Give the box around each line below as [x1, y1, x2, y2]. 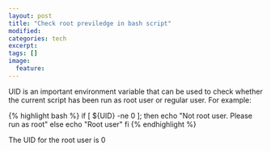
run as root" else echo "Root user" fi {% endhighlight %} [8, 119, 197, 129]
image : [8, 57, 31, 65]
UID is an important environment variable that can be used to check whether [8, 86, 263, 96]
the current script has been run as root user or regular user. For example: [8, 94, 252, 105]
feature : [15, 65, 45, 73]
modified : [8, 27, 42, 35]
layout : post [8, 11, 53, 20]
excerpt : [8, 42, 38, 50]
